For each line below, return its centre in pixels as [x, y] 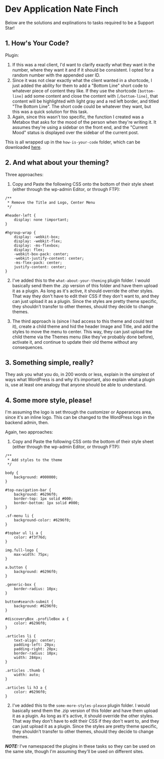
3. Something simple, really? [49, 363]
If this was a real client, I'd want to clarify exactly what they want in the [83, 64]
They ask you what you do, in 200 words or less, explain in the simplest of [80, 375]
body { [12, 473]
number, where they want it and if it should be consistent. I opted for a [83, 70]
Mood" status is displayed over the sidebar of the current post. [75, 132]
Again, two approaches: [29, 432]
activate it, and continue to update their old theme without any [75, 342]
